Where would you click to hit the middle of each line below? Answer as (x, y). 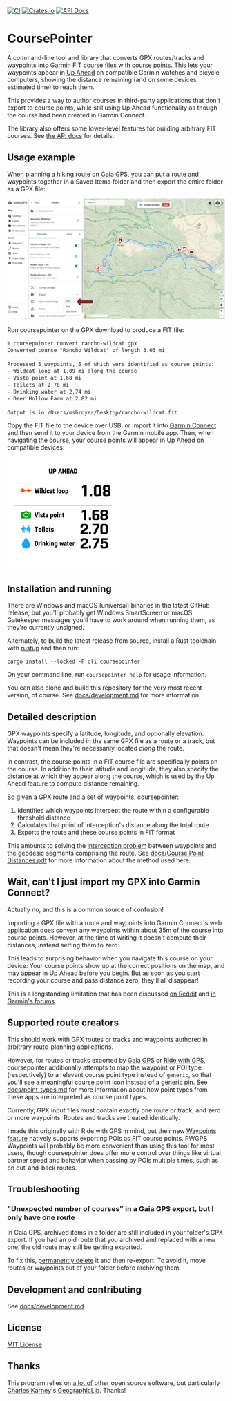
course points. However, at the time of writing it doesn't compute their (107, 937)
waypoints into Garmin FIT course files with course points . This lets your (110, 65)
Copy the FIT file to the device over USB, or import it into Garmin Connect (112, 425)
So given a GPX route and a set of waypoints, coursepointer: (93, 797)
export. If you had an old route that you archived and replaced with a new (112, 1240)
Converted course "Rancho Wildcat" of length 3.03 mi (86, 351)
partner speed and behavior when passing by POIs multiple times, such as (113, 1160)
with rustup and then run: (43, 648)
